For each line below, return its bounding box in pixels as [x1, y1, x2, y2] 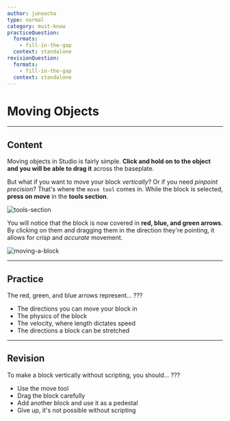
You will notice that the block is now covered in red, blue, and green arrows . [7, 219, 223, 227]
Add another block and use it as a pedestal [16, 398, 138, 407]
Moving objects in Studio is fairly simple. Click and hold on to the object [7, 157, 211, 165]
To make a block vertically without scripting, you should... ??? [7, 371, 180, 379]
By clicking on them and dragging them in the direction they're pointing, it [7, 226, 215, 234]
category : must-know [7, 23, 66, 29]
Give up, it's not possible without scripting [16, 406, 136, 414]
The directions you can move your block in [16, 304, 138, 313]
